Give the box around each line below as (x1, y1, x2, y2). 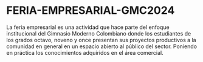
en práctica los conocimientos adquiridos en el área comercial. (6, 49, 163, 56)
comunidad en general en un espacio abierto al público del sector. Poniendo (6, 43, 198, 50)
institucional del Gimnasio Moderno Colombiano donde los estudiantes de (6, 29, 191, 37)
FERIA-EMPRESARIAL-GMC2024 (6, 4, 175, 17)
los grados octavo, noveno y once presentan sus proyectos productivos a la (6, 36, 196, 43)
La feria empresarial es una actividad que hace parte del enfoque (6, 23, 170, 31)
